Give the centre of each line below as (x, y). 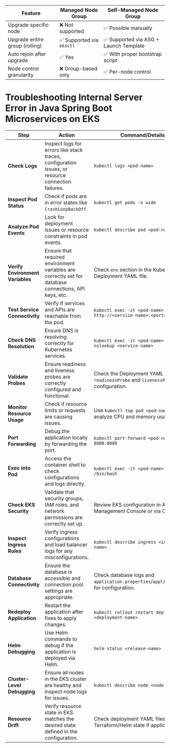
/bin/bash (105, 474)
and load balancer (66, 544)
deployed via (60, 658)
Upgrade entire (26, 39)
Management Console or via (127, 511)
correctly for (59, 343)
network (55, 511)
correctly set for (64, 276)
